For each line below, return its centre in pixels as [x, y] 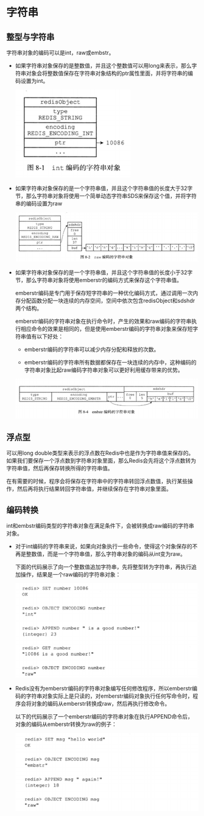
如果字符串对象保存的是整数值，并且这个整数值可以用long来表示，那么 [103, 66]
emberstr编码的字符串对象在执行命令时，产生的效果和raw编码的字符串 [103, 321]
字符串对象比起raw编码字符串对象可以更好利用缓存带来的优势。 [104, 370]
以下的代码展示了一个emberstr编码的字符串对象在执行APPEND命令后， [104, 717]
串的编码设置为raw [39, 204]
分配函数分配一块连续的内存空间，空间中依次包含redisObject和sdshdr [108, 301]
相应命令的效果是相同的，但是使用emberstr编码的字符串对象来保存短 [107, 329]
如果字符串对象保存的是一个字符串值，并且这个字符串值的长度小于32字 [104, 272]
